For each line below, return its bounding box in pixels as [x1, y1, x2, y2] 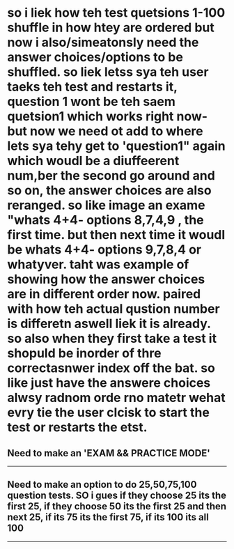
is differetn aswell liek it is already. [7, 316, 211, 332]
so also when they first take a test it [7, 331, 217, 346]
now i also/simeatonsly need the [7, 35, 199, 50]
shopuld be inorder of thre [7, 346, 162, 362]
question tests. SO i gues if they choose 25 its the [7, 490, 227, 502]
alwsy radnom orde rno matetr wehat [7, 390, 226, 405]
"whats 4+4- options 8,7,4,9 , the [7, 212, 204, 228]
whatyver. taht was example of [7, 256, 189, 272]
